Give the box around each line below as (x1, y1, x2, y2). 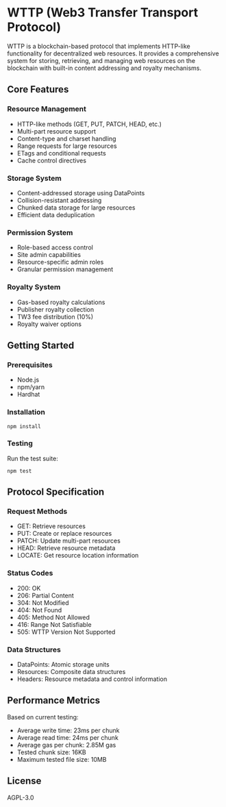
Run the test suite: (7, 454, 58, 462)
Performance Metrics (7, 695, 101, 706)
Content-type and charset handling (16, 134, 116, 142)
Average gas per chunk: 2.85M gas (16, 741, 116, 749)
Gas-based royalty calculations (16, 298, 105, 306)
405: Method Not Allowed (16, 613, 90, 621)
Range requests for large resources (16, 142, 118, 150)
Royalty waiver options (16, 320, 82, 328)
